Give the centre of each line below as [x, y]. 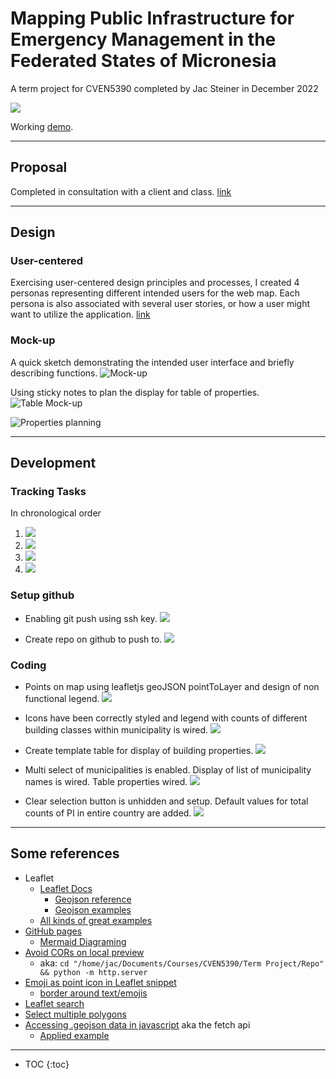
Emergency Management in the [143, 39]
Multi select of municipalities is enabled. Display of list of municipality [168, 770]
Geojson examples [93, 909]
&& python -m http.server [93, 972]
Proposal [39, 167]
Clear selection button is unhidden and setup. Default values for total [166, 801]
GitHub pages [53, 931]
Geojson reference [93, 899]
